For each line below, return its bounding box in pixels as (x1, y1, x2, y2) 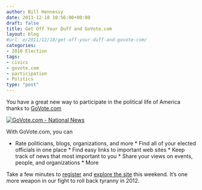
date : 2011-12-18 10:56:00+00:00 (6, 14, 91, 21)
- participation (6, 71, 47, 77)
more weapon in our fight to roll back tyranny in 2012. (6, 177, 140, 184)
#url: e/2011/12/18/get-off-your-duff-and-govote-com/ (6, 37, 148, 43)
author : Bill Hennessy (6, 8, 64, 15)
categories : (6, 43, 36, 49)
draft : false (6, 20, 39, 26)
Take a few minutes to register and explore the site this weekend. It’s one (6, 171, 188, 178)
